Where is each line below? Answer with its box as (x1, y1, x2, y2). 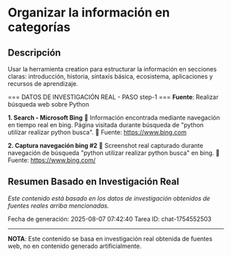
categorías (8, 19, 71, 35)
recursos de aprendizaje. (8, 80, 78, 87)
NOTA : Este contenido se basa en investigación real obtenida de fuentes (8, 234, 213, 243)
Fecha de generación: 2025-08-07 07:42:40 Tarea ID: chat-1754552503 (8, 214, 212, 223)
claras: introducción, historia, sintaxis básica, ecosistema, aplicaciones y (8, 72, 213, 80)
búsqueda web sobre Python (8, 100, 90, 108)
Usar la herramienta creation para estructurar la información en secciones (8, 65, 217, 73)
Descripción (8, 47, 61, 58)
